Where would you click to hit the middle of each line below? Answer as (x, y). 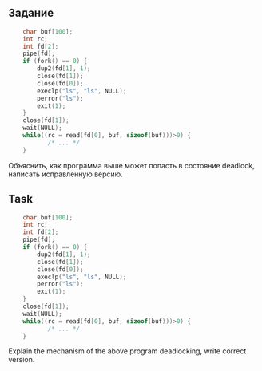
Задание (31, 13)
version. (22, 360)
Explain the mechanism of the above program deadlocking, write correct (127, 351)
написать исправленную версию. (65, 174)
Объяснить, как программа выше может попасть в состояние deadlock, (131, 165)
